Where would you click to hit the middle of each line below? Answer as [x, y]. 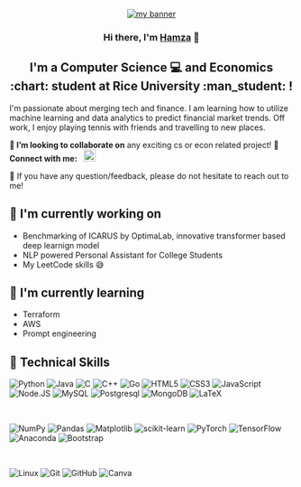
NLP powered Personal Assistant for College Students [123, 255]
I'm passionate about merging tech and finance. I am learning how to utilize [149, 108]
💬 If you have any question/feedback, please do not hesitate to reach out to [149, 175]
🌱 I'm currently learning [77, 292]
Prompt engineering [59, 333]
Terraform [41, 314]
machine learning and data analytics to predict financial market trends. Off [147, 117]
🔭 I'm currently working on [86, 214]
